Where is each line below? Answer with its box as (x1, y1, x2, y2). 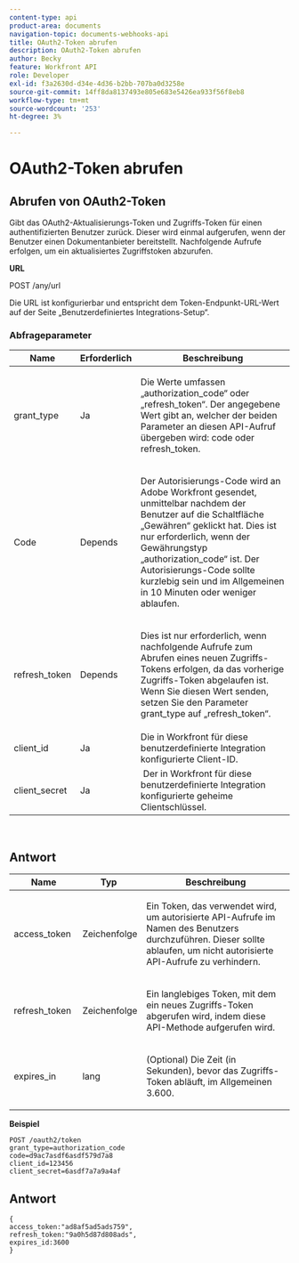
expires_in (13, 1070, 57, 1082)
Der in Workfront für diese (142, 767, 252, 780)
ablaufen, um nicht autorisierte (146, 944, 274, 957)
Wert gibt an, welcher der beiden (141, 409, 278, 422)
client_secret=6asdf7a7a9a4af (9, 1167, 122, 1176)
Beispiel (9, 1119, 40, 1129)
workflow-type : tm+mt (9, 95, 90, 105)
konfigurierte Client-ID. (141, 753, 238, 765)
